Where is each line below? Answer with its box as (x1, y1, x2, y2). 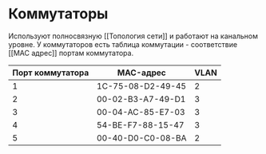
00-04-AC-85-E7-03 (97, 106, 185, 117)
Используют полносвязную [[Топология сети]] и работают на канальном (8, 31, 258, 41)
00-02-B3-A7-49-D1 (97, 93, 186, 105)
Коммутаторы (8, 5, 109, 23)
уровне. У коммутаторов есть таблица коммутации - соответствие (8, 39, 238, 49)
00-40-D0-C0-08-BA (97, 132, 187, 144)
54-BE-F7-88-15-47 (97, 119, 185, 130)
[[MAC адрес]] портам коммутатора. (8, 48, 134, 57)
